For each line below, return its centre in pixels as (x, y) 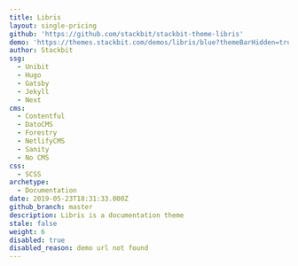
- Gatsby (33, 83)
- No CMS (33, 157)
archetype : (29, 183)
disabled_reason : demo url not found (79, 248)
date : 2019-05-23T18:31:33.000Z (69, 199)
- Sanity (33, 149)
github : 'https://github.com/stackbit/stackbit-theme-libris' (126, 34)
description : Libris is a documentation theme (97, 215)
